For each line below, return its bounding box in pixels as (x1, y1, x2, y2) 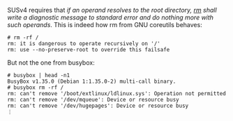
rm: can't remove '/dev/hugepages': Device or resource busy (7, 102, 189, 109)
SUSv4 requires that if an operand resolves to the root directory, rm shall (7, 6, 218, 14)
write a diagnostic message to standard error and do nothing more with (7, 13, 214, 22)
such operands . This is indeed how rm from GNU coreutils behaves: (7, 21, 202, 29)
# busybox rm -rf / (7, 84, 64, 91)
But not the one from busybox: (7, 58, 96, 67)
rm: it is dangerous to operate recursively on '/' (7, 40, 160, 47)
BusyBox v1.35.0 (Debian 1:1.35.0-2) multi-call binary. (7, 78, 176, 85)
